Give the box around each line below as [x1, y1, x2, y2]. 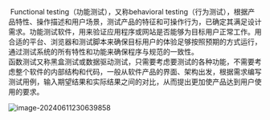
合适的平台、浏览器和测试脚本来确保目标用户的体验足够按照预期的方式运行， [8, 37, 262, 46]
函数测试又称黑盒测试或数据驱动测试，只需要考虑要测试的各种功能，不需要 [8, 57, 255, 66]
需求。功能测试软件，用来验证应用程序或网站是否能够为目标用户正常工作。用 [8, 27, 262, 36]
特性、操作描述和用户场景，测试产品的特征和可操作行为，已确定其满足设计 [14, 17, 262, 26]
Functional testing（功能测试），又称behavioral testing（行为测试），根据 [10, 7, 248, 16]
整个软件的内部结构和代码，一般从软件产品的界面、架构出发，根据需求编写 [14, 67, 262, 76]
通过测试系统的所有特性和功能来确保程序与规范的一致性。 [8, 47, 198, 56]
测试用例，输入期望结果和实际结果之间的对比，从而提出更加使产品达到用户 [8, 77, 255, 86]
